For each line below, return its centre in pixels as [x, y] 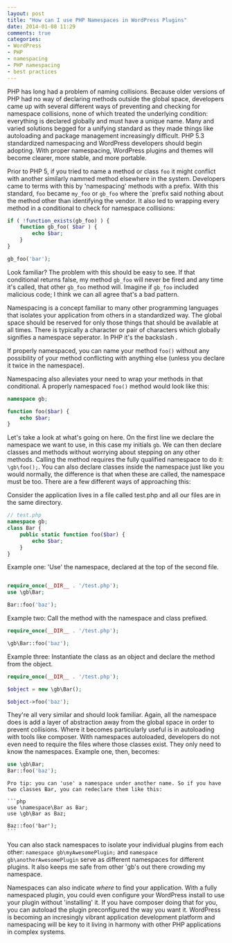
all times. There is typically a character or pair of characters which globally [114, 329]
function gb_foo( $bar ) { [59, 227]
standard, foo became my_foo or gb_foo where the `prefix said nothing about [115, 193]
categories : [24, 40]
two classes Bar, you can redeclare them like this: [85, 790]
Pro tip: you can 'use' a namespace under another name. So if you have [114, 784]
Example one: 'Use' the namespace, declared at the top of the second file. [113, 567]
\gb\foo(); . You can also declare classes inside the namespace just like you [116, 467]
